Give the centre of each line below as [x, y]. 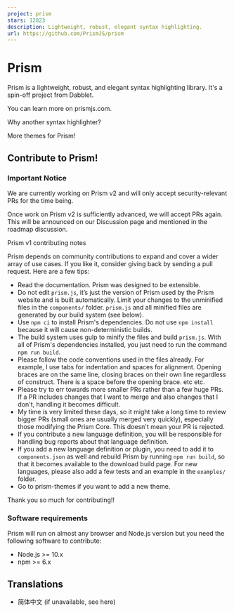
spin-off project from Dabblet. [51, 95]
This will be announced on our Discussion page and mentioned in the [108, 221]
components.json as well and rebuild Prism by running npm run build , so [121, 456]
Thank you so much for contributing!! [61, 500]
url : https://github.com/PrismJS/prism [66, 33]
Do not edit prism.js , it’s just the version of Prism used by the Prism [116, 292]
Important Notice [37, 178]
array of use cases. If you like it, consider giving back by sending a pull [110, 263]
